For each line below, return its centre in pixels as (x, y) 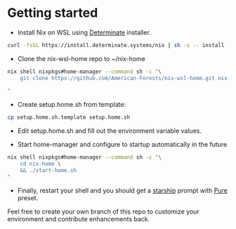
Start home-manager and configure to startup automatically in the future (122, 145)
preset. (28, 197)
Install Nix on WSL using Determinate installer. (84, 32)
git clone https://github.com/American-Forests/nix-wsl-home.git (118, 78)
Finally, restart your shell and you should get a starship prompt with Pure (123, 190)
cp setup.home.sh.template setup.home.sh (69, 117)
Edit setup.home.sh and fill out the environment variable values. (110, 131)
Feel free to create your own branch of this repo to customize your (104, 211)
